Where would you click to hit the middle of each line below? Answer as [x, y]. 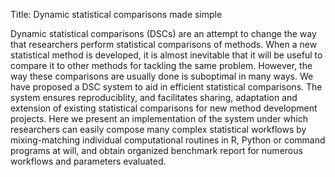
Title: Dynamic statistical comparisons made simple [116, 14]
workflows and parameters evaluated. [88, 161]
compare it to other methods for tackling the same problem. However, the [161, 65]
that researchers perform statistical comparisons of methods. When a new [164, 44]
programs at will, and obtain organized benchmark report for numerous [156, 150]
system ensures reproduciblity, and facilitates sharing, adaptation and [154, 97]
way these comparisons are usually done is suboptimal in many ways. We [162, 76]
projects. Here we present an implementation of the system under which [159, 118]
